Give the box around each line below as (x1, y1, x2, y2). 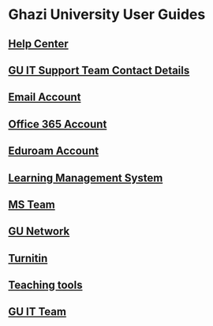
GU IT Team (8, 305, 67, 319)
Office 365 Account (8, 117, 107, 131)
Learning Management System (8, 171, 163, 185)
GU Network (8, 225, 70, 238)
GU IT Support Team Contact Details (8, 63, 190, 77)
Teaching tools (8, 279, 83, 292)
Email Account (8, 91, 81, 104)
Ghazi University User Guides (8, 6, 206, 24)
